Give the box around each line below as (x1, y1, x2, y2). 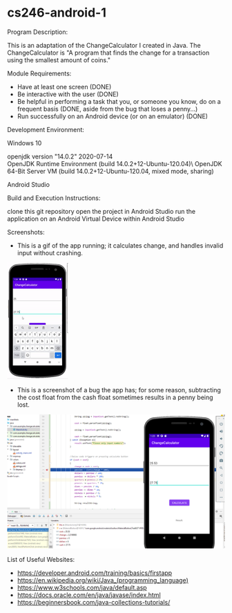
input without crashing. (17, 248, 83, 257)
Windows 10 (7, 138, 42, 147)
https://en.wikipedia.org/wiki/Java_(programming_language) (17, 576, 188, 584)
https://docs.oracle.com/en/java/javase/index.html (17, 590, 161, 599)
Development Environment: (7, 125, 85, 134)
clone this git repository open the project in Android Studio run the (7, 207, 196, 215)
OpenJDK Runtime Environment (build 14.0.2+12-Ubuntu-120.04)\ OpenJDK (7, 159, 222, 167)
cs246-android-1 (7, 5, 107, 21)
